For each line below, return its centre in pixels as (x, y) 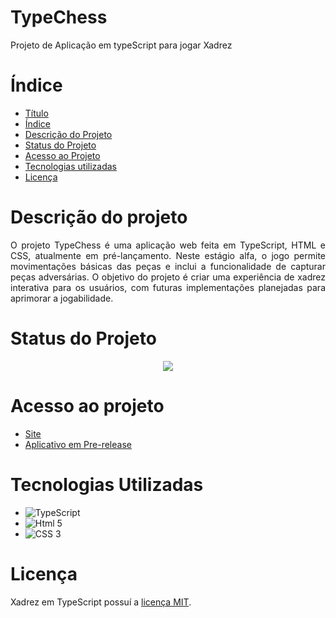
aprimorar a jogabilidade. (62, 298)
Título (36, 113)
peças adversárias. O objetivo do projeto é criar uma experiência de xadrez (168, 277)
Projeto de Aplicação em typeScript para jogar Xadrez (121, 45)
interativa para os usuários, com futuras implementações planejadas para (168, 287)
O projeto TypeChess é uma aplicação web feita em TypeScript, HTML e (168, 245)
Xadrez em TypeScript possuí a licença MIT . (101, 602)
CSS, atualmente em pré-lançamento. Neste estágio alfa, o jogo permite (168, 255)
